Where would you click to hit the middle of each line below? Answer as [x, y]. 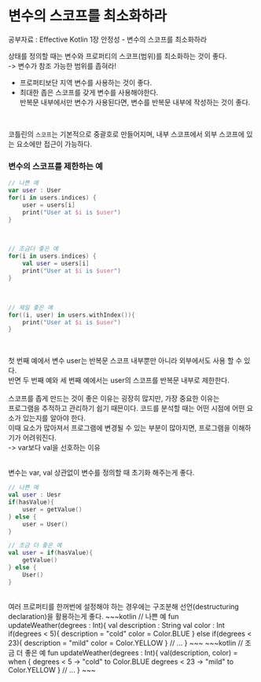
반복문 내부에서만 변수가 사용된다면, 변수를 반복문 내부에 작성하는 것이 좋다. [135, 102]
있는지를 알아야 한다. [54, 418]
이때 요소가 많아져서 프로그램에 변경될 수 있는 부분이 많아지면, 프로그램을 [119, 428]
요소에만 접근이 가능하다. [54, 144]
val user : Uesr [35, 495]
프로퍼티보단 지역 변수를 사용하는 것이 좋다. [86, 82]
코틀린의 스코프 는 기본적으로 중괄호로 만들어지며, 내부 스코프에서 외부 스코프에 [127, 134]
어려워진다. [40, 438]
